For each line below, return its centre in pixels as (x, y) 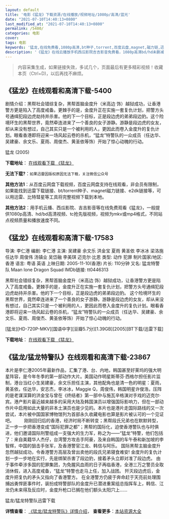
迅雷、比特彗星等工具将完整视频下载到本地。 (60, 197)
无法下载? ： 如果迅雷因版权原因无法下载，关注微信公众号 (57, 174)
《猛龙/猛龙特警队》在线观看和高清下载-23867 (78, 357)
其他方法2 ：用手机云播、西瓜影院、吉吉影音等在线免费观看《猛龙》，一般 (80, 208)
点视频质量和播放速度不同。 (34, 220)
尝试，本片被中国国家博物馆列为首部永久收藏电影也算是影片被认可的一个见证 (84, 414)
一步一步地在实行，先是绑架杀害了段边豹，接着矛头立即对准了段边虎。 (82, 458)
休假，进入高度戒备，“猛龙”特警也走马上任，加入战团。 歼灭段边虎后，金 (85, 471)
